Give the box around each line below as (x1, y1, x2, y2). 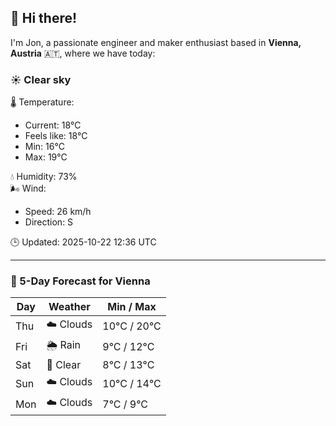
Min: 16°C (24, 141, 65, 153)
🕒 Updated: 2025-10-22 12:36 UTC (10, 236, 157, 248)
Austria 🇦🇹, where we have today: (10, 47, 156, 59)
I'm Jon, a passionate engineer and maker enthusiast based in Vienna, (10, 36, 302, 48)
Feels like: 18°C (24, 130, 88, 142)
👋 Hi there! (10, 10, 78, 27)
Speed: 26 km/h (24, 206, 92, 218)
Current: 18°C (24, 119, 82, 131)
